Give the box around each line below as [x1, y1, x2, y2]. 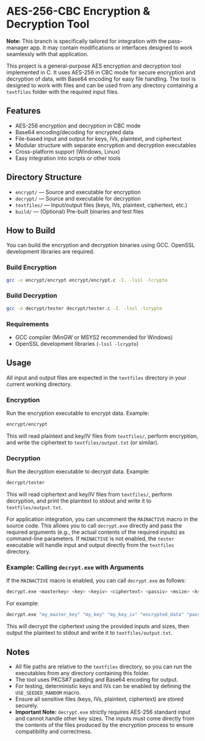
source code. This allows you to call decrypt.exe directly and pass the [6, 522, 182, 529]
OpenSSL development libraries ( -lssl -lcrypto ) [15, 340, 139, 348]
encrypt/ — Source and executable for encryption [15, 188, 141, 196]
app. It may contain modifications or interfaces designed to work [30, 44, 193, 51]
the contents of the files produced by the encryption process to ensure [15, 721, 194, 729]
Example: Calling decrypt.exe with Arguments [6, 563, 145, 571]
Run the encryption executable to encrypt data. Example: [6, 410, 149, 417]
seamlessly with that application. [6, 50, 88, 57]
